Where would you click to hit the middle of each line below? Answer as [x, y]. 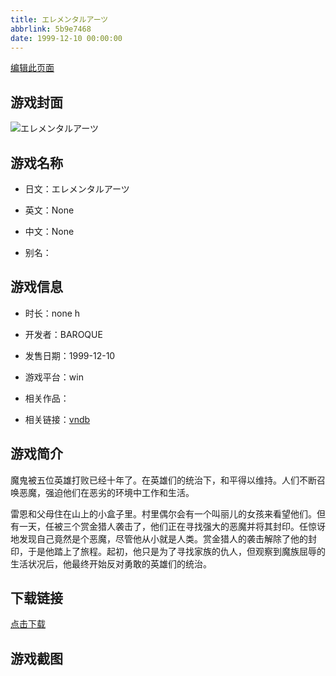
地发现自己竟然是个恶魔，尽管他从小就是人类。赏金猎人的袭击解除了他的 [159, 538]
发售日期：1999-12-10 [70, 355]
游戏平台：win [54, 377]
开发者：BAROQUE [63, 334]
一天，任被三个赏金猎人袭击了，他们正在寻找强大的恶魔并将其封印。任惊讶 [172, 526]
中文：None [49, 231]
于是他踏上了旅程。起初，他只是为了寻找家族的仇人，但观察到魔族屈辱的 [176, 551]
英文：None [49, 210]
